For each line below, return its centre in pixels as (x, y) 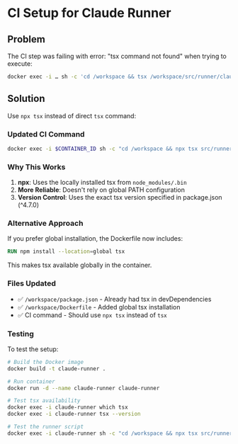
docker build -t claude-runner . (57, 369)
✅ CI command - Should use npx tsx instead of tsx (92, 315)
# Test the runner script (45, 427)
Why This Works (36, 166)
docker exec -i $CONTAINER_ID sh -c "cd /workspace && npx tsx (103, 149)
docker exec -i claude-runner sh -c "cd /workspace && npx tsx (103, 433)
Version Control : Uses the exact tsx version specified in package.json (120, 198)
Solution (26, 99)
